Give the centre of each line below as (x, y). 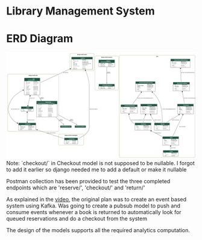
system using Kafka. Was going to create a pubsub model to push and (93, 206)
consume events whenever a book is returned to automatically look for (94, 212)
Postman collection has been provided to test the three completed (88, 181)
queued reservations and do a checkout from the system (77, 218)
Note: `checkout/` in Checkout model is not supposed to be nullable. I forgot (100, 163)
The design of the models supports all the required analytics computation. (98, 230)
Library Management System (80, 11)
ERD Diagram (40, 39)
